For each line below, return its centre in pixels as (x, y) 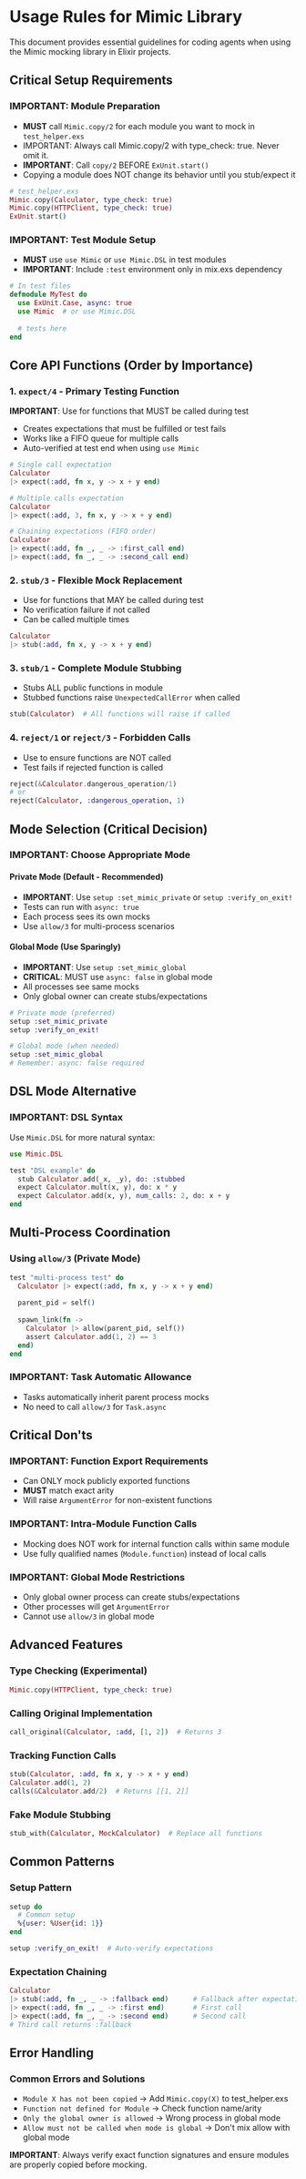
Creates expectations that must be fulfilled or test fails (124, 429)
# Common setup (46, 1915)
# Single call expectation (61, 465)
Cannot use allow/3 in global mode (88, 1616)
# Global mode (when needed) (65, 1046)
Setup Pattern (41, 1887)
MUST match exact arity (68, 1490)
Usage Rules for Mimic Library (126, 17)
